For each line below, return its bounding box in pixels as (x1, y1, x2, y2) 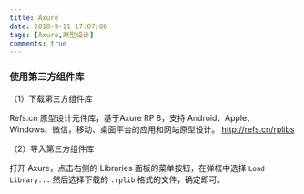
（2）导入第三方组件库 (9, 143, 95, 154)
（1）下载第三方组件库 (9, 93, 93, 104)
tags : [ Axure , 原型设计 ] (9, 30, 94, 39)
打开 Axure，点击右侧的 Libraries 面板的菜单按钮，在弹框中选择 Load (9, 162, 266, 173)
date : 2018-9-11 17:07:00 (9, 22, 107, 31)
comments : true (9, 38, 67, 48)
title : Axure (9, 13, 59, 23)
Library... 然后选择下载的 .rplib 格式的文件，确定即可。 (9, 174, 226, 185)
